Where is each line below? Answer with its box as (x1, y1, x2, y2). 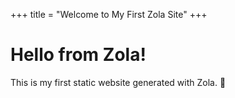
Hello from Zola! (10, 44, 147, 66)
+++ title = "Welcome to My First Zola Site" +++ (10, 9, 208, 20)
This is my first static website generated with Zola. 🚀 (10, 76, 227, 88)
